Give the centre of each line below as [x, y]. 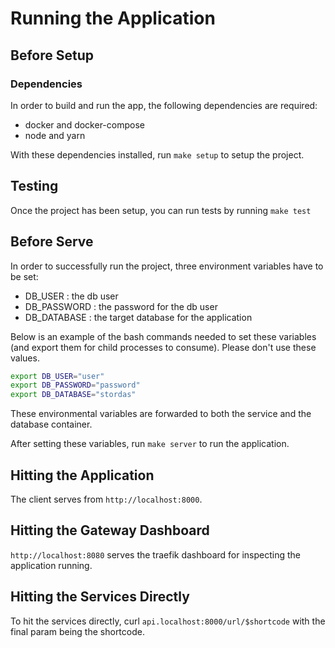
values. [25, 358]
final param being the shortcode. [77, 631]
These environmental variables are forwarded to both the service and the [161, 414]
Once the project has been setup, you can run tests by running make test [161, 210]
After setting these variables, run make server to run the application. [150, 444]
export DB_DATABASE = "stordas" [73, 395]
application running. [51, 565]
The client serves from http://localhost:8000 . [106, 499]
